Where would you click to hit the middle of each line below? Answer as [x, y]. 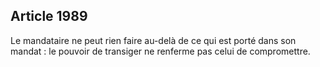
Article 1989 [49, 16]
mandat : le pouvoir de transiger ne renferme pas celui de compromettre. [160, 51]
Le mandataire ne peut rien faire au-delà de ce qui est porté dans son [153, 40]
